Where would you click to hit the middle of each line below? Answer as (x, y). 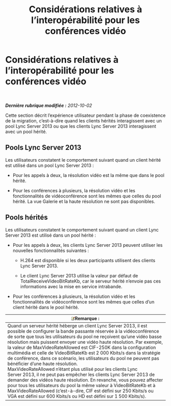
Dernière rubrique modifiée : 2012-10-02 (49, 105)
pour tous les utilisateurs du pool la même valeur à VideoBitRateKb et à (81, 386)
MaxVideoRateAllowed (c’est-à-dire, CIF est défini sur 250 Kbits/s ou (80, 391)
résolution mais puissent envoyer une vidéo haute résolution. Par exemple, (85, 342)
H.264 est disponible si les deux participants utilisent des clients (88, 260)
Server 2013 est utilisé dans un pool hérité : (51, 235)
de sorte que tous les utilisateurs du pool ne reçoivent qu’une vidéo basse (84, 337)
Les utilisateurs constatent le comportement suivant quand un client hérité (83, 160)
